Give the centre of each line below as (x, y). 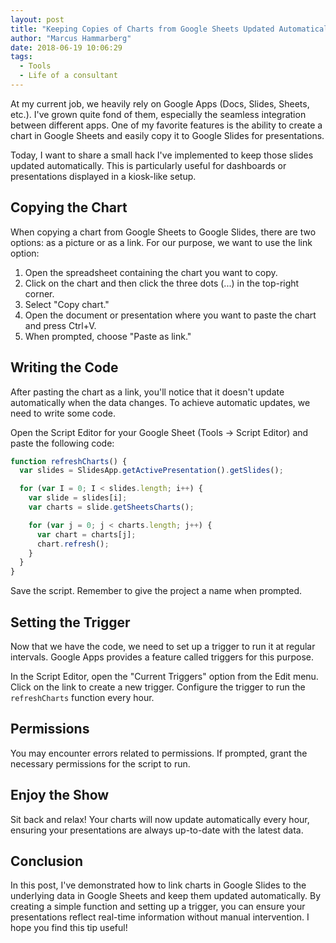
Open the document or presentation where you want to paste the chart (170, 315)
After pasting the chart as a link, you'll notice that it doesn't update (147, 392)
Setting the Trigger (70, 622)
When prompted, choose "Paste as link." (108, 336)
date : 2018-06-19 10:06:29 (66, 47)
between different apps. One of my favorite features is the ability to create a (166, 125)
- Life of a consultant (68, 76)
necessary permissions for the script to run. (100, 763)
